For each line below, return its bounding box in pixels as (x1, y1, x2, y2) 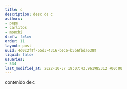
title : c (5, 7, 23, 12)
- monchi (5, 30, 23, 35)
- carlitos (5, 25, 27, 30)
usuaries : (5, 57, 25, 62)
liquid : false (5, 52, 34, 57)
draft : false (5, 35, 32, 39)
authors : (5, 16, 23, 21)
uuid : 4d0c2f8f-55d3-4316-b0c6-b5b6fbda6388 (5, 48, 96, 53)
